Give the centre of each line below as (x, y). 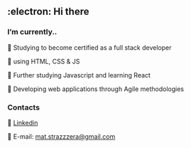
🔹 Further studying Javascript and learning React (79, 75)
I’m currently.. (32, 32)
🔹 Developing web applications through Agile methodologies (96, 89)
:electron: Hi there (48, 12)
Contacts (24, 107)
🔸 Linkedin (23, 122)
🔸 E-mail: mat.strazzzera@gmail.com (61, 136)
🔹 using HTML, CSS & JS (44, 61)
